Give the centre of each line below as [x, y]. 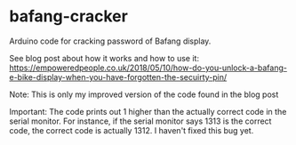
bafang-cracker [69, 16]
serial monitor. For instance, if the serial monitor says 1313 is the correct [140, 121]
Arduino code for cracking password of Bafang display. [110, 41]
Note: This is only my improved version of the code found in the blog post [144, 94]
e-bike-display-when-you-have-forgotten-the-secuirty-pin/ [118, 77]
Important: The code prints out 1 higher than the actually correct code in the [148, 111]
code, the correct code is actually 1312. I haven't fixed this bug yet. [132, 130]
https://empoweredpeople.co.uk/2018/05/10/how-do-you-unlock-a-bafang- [148, 68]
